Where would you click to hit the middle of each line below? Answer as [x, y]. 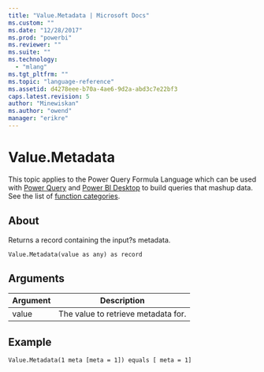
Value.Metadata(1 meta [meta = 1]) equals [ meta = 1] [100, 360]
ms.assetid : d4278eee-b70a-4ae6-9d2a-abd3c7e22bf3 [93, 89]
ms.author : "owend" [40, 111]
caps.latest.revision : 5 [49, 96]
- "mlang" [31, 67]
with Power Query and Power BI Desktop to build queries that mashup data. [131, 187]
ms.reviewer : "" [35, 45]
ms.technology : [33, 60]
